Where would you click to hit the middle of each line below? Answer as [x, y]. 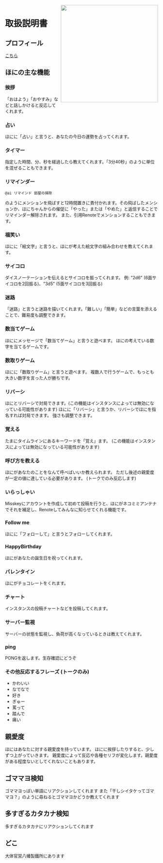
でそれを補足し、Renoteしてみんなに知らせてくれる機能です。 [67, 510]
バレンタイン [20, 572]
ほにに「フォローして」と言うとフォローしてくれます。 [60, 534]
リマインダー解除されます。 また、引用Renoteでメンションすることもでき [78, 215]
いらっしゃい [20, 492]
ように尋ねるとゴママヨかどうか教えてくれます [73, 797]
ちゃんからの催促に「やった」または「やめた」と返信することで [94, 209]
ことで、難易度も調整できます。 [37, 315]
